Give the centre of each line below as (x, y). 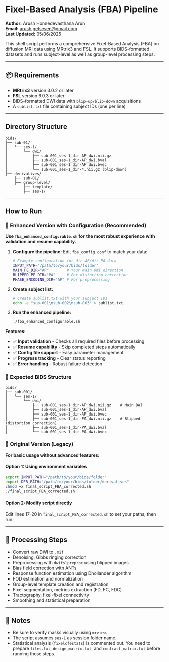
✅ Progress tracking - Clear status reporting (59, 358)
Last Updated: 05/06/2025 (33, 34)
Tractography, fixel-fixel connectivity (51, 595)
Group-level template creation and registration (60, 584)
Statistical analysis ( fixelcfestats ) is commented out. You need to (81, 643)
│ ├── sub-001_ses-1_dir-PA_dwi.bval (56, 427)
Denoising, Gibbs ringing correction (49, 557)
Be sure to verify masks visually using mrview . (60, 633)
